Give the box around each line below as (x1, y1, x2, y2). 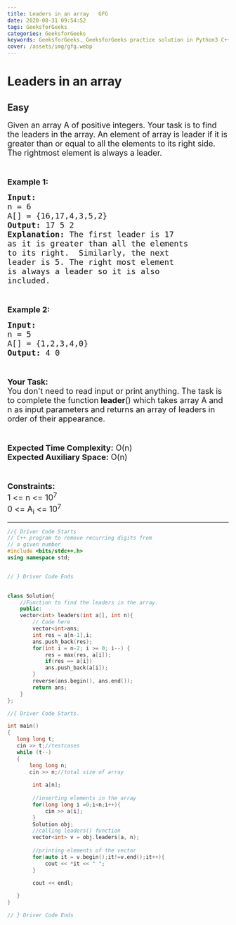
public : (20, 605, 42, 613)
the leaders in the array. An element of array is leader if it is (7, 130, 228, 139)
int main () (7, 723, 39, 730)
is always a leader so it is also (7, 266, 160, 276)
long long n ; (29, 762, 68, 769)
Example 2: (7, 304, 51, 314)
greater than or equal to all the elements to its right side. (7, 139, 216, 149)
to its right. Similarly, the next (7, 248, 170, 258)
